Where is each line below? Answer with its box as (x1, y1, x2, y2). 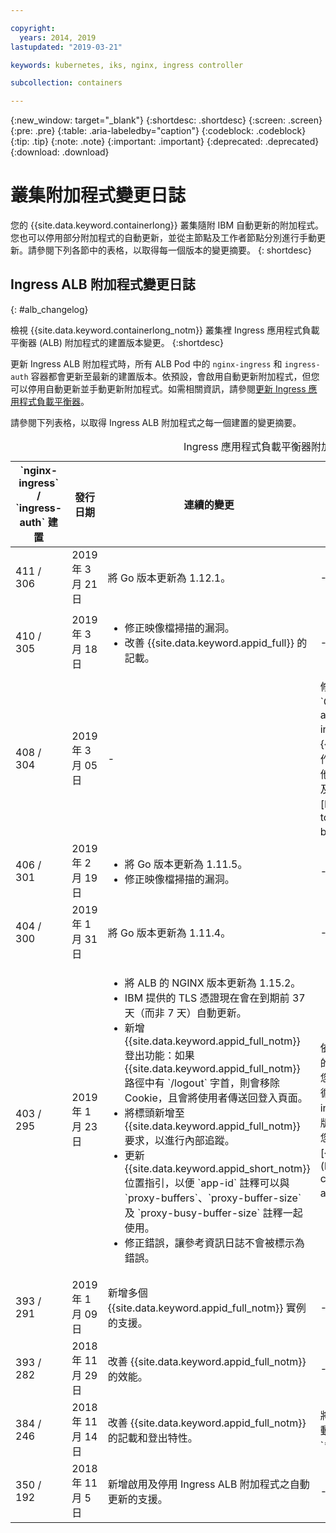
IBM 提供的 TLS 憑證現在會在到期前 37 (124, 991, 306, 1005)
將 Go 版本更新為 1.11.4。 (107, 926, 232, 940)
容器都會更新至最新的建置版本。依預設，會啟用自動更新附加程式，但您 (30, 370, 320, 382)
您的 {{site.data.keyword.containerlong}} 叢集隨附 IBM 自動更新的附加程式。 (10, 219, 325, 231)
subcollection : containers (10, 78, 123, 88)
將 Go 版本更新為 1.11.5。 (124, 857, 248, 871)
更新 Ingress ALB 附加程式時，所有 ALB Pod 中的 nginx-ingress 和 (10, 357, 283, 370)
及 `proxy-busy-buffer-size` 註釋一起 (124, 1206, 303, 1220)
